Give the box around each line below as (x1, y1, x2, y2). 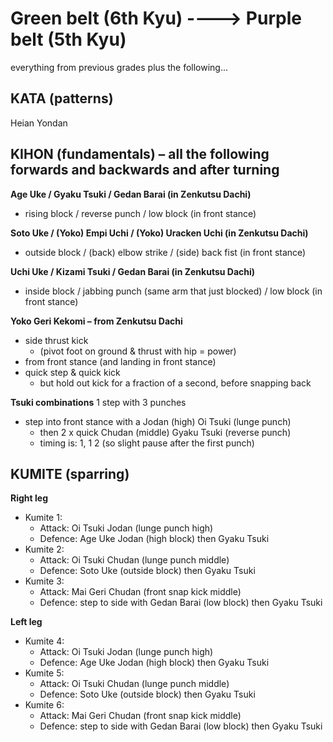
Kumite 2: (24, 543, 65, 556)
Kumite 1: (24, 512, 63, 524)
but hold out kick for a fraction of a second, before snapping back (39, 377, 312, 389)
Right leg (10, 492, 48, 504)
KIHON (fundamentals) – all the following (10, 146, 270, 163)
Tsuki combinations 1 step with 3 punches (10, 396, 187, 408)
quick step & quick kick (24, 366, 121, 378)
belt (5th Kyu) (10, 28, 127, 51)
